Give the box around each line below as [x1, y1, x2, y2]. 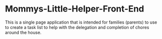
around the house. [5, 29, 42, 35]
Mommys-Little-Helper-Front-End [5, 3, 144, 14]
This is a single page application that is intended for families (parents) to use [5, 19, 157, 25]
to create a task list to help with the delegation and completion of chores [5, 24, 149, 30]
